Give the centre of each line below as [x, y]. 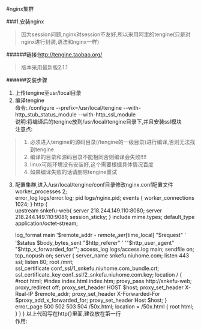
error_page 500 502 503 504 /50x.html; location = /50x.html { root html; [104, 306]
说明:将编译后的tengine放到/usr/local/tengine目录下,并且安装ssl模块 [98, 121]
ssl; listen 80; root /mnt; [44, 262]
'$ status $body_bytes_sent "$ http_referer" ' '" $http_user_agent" [94, 242]
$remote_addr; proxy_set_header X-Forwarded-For [97, 293]
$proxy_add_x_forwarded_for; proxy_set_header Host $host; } [91, 300]
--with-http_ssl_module [107, 115]
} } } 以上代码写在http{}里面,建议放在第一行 [68, 313]
